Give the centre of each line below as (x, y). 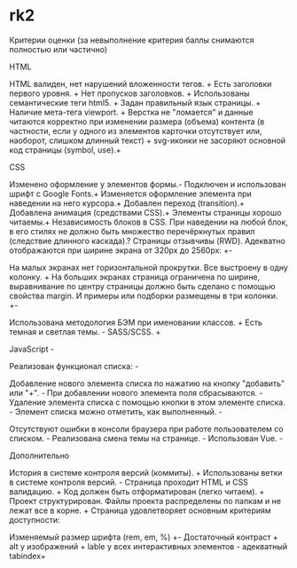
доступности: (35, 519)
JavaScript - (32, 349)
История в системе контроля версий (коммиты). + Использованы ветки (146, 472)
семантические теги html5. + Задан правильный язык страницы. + (135, 102)
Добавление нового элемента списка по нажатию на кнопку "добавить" (147, 383)
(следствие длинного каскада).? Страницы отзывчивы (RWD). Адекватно (147, 241)
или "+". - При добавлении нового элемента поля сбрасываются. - (136, 392)
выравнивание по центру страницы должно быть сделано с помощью (142, 286)
